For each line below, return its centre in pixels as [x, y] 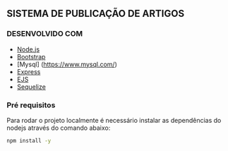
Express [29, 71]
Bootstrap [31, 56]
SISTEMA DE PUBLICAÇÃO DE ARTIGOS [96, 14]
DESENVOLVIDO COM [45, 34]
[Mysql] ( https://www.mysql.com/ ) [67, 64]
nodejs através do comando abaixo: [59, 128]
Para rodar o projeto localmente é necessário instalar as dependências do [114, 120]
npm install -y [29, 140]
